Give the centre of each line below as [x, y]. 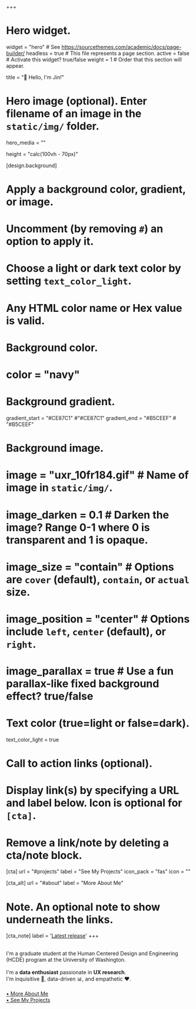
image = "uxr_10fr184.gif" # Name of [98, 475]
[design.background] [31, 165]
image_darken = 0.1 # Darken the [88, 515]
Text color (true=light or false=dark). [98, 723]
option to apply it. [50, 241]
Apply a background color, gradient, [96, 189]
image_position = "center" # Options [98, 619]
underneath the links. [60, 920]
